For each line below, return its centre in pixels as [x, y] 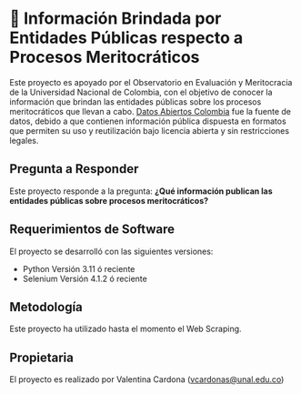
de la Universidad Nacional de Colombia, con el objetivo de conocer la [141, 92]
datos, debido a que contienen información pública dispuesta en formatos [148, 121]
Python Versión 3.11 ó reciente [79, 268]
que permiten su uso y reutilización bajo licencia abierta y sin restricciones [149, 130]
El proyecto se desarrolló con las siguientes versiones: [111, 251]
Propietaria [42, 357]
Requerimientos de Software [92, 230]
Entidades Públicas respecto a [126, 38]
